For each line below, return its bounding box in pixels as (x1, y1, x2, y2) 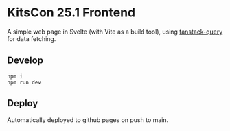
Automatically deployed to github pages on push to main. (7, 115, 169, 124)
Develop (7, 55, 43, 67)
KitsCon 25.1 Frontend (7, 5, 136, 21)
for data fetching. (7, 34, 56, 43)
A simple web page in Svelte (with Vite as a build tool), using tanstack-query (7, 27, 223, 36)
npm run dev (7, 79, 41, 86)
